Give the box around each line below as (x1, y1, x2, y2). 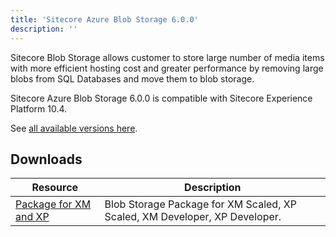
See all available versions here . (10, 122, 138, 134)
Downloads (10, 151, 83, 168)
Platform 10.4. (10, 102, 68, 115)
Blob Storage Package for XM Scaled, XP (104, 197, 297, 211)
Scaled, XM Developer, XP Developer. (104, 210, 282, 224)
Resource (31, 181, 79, 195)
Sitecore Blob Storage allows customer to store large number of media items (10, 51, 325, 63)
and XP (15, 210, 50, 224)
